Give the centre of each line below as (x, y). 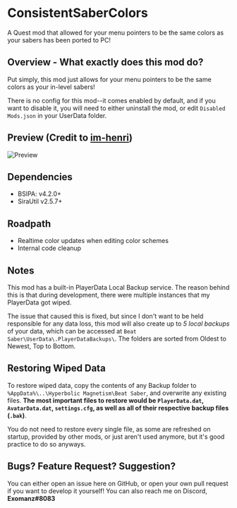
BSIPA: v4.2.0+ (39, 194)
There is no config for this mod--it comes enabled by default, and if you (112, 100)
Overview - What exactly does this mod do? (105, 63)
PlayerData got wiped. (39, 302)
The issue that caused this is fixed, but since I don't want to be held (105, 316)
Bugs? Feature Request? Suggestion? (92, 467)
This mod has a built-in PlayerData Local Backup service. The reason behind (119, 287)
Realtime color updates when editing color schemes (93, 241)
